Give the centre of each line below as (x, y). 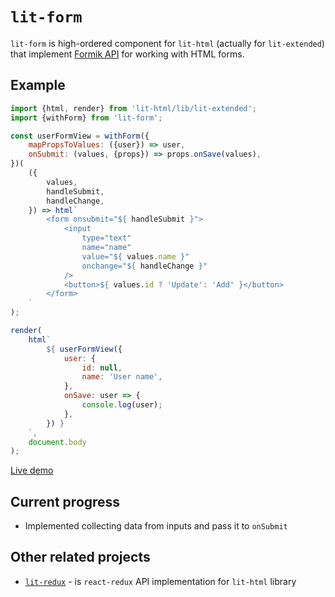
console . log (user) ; (122, 405)
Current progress (65, 501)
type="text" (106, 238)
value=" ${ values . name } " (135, 256)
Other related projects (80, 557)
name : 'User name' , (122, 377)
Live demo (32, 470)
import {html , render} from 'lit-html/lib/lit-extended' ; (133, 108)
